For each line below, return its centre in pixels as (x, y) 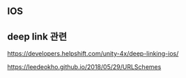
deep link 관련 (37, 36)
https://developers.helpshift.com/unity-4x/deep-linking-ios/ (93, 54)
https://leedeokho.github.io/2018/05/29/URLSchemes (84, 67)
